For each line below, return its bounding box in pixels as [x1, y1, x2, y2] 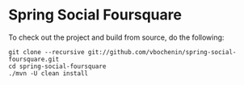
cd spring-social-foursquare [8, 62, 107, 70]
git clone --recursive [8, 48, 85, 56]
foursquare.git [8, 55, 60, 63]
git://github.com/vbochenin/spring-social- [87, 48, 237, 56]
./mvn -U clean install [8, 69, 89, 78]
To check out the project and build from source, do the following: [8, 32, 225, 42]
